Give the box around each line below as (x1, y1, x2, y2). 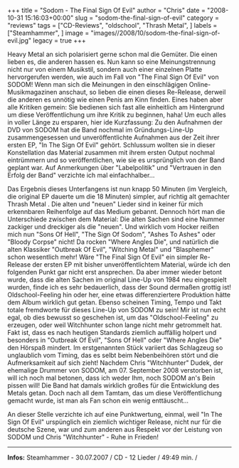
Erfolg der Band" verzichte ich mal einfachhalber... (7, 171, 155, 179)
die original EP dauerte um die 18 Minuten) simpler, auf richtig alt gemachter (7, 192, 230, 201)
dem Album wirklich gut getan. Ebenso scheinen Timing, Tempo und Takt (7, 298, 222, 307)
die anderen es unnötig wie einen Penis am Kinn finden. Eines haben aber (7, 95, 223, 104)
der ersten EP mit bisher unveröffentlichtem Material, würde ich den (32, 260, 231, 269)
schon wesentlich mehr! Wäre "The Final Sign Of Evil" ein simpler (7, 252, 198, 261)
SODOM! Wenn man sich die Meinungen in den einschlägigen (7, 80, 188, 88)
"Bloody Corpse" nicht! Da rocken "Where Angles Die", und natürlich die (7, 238, 219, 246)
